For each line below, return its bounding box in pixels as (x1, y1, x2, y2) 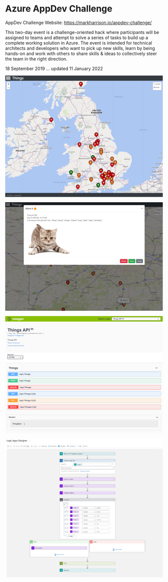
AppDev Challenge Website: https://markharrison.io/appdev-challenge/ (5, 20, 152, 26)
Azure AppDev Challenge (5, 3, 112, 15)
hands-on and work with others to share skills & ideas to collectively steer (5, 51, 157, 57)
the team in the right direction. (5, 56, 67, 62)
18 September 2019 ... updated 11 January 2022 (5, 66, 103, 72)
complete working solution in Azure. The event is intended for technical (5, 40, 152, 46)
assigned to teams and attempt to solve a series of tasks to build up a (5, 35, 148, 41)
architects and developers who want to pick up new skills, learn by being (5, 45, 155, 51)
